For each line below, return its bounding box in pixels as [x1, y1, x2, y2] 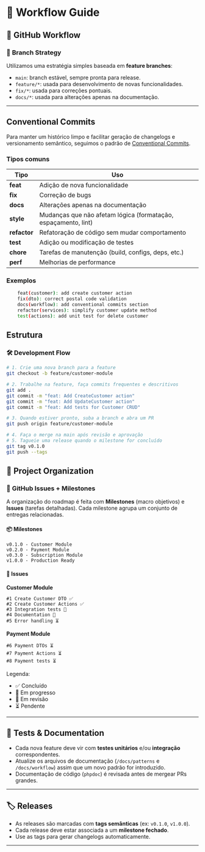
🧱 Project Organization [6, 466, 94, 476]
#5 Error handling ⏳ [6, 617, 59, 624]
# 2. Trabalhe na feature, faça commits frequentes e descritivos [6, 381, 179, 387]
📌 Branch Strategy [6, 48, 62, 57]
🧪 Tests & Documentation [6, 728, 105, 738]
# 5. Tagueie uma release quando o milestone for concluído [6, 438, 163, 444]
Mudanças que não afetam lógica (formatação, [39, 210, 174, 219]
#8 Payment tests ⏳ [6, 658, 57, 664]
